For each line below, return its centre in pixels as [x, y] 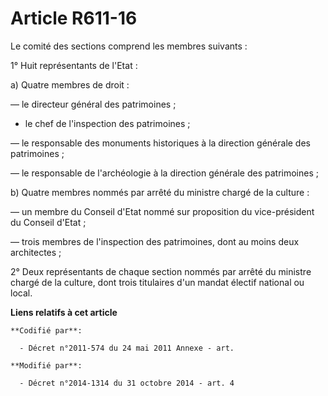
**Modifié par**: [46, 365]
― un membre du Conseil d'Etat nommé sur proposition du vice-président [162, 211]
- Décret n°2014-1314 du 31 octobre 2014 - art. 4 [127, 383]
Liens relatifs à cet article [64, 312]
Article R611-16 [74, 18]
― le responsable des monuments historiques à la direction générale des [160, 143]
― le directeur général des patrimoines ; [93, 104]
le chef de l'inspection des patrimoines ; [107, 123]
